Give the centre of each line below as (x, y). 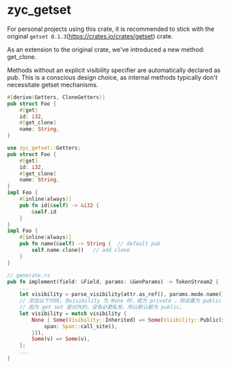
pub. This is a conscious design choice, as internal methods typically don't (112, 77)
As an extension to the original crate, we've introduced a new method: (106, 49)
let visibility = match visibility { (73, 313)
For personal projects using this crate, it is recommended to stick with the (111, 29)
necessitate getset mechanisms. (53, 84)
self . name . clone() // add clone (81, 250)
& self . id (44, 211)
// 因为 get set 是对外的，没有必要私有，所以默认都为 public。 (102, 308)
